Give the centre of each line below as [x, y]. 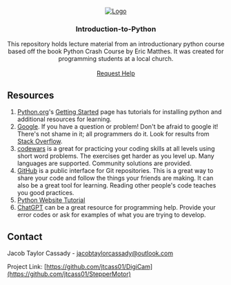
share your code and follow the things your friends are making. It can [115, 178]
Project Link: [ [27, 266]
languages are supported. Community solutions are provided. [104, 163]
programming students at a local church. [116, 59]
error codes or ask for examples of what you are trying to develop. [111, 215]
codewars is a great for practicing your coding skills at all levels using [116, 149]
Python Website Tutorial [51, 200]
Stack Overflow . [40, 141]
